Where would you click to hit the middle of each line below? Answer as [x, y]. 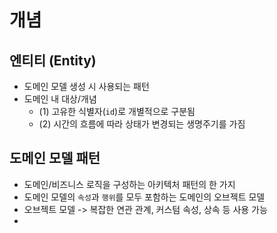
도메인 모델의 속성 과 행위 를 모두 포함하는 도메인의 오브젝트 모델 [144, 197]
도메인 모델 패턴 [55, 158]
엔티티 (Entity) [53, 60]
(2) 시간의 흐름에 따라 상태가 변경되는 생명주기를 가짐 [142, 124]
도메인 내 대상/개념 [60, 99]
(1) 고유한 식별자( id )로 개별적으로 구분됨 [117, 111]
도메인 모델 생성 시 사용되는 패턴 [86, 86]
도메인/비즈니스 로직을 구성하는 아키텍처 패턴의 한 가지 [129, 184]
